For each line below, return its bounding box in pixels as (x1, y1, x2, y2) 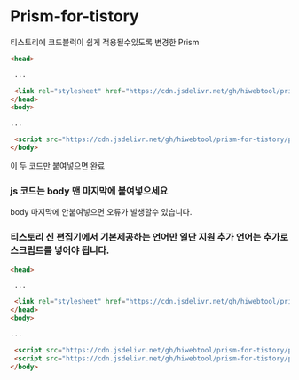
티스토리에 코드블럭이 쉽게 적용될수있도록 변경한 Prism (10, 36, 200, 47)
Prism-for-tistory (10, 6, 140, 27)
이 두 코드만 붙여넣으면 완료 (10, 160, 106, 170)
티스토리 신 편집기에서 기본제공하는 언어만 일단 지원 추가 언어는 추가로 (10, 231, 289, 243)
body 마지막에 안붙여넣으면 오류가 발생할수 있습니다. (10, 207, 193, 218)
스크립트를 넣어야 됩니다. (10, 244, 110, 257)
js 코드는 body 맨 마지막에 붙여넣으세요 (10, 185, 169, 197)
